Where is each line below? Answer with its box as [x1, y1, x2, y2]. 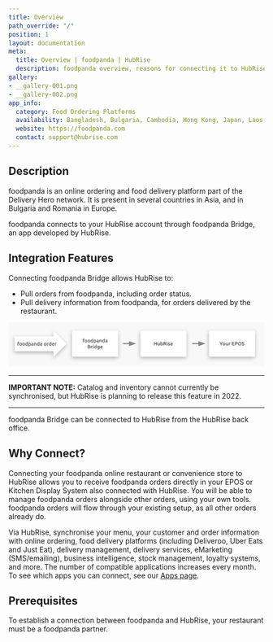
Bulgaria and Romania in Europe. [8, 203, 118, 213]
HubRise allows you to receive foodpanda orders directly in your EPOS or [8, 477, 253, 487]
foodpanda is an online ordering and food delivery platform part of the [8, 186, 244, 195]
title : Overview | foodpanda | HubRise [15, 56, 151, 64]
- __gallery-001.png [8, 81, 79, 90]
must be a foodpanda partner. [8, 624, 108, 634]
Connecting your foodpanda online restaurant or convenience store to [8, 468, 243, 478]
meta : [8, 47, 27, 56]
